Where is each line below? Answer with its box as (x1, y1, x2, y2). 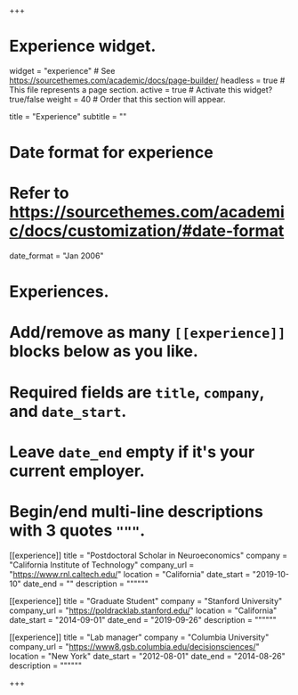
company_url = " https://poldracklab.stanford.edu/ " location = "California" (9, 605, 278, 616)
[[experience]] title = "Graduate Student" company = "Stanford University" (9, 595, 283, 606)
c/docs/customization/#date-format (9, 221, 285, 241)
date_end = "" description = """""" (22, 578, 149, 589)
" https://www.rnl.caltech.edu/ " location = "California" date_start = (9, 568, 251, 579)
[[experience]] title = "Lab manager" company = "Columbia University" (9, 632, 270, 642)
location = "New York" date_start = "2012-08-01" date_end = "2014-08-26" (9, 650, 286, 661)
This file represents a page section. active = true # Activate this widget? (9, 84, 273, 94)
